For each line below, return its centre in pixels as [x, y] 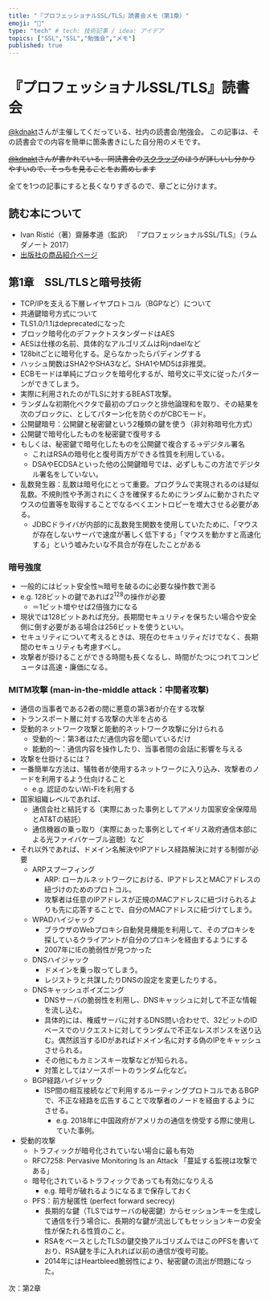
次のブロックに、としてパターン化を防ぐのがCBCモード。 [115, 414]
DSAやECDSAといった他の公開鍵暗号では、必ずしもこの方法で [135, 464]
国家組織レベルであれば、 [62, 799]
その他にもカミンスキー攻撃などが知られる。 [118, 1060]
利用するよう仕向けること [84, 779]
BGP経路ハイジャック [67, 1080]
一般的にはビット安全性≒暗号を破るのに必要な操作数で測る [118, 586]
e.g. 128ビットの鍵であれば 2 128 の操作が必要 [93, 595]
